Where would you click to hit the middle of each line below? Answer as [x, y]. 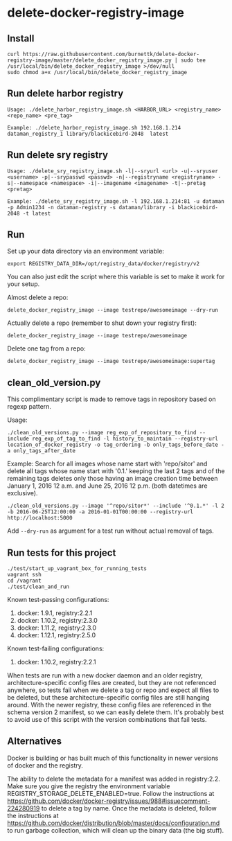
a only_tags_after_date [42, 451]
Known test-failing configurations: [56, 648]
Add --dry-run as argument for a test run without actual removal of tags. [111, 531]
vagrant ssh [24, 575]
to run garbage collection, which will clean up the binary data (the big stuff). [116, 830]
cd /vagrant [24, 581]
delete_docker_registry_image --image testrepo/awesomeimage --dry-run [113, 310]
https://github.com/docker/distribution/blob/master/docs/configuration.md [114, 823]
